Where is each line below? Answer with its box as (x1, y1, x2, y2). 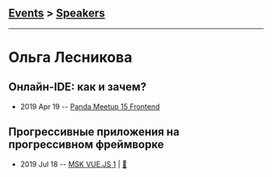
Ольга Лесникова (8, 48, 133, 66)
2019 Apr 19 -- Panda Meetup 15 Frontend (19, 101, 160, 112)
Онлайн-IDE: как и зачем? (8, 80, 147, 94)
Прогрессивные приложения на (8, 125, 180, 139)
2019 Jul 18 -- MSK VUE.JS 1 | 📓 (19, 159, 128, 169)
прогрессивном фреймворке (8, 137, 164, 152)
